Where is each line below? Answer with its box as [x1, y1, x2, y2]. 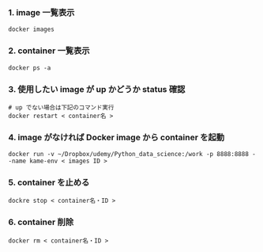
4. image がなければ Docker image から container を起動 [8, 132, 225, 143]
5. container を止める [8, 177, 90, 188]
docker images [8, 25, 55, 33]
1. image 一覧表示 [8, 6, 75, 17]
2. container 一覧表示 [8, 45, 90, 56]
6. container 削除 [8, 216, 74, 227]
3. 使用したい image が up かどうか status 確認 [8, 83, 186, 94]
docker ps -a [8, 63, 51, 72]
